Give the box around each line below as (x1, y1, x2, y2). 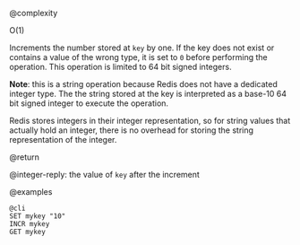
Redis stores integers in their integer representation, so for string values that (9, 116, 291, 126)
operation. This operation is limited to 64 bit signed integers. (9, 62, 232, 72)
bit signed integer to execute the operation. (9, 98, 168, 109)
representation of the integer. (9, 135, 117, 144)
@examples (9, 187, 53, 197)
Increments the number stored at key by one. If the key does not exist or (9, 42, 275, 53)
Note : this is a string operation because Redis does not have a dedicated (9, 79, 278, 89)
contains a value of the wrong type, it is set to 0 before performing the (9, 52, 268, 62)
